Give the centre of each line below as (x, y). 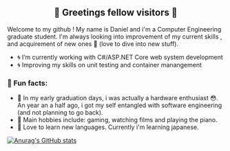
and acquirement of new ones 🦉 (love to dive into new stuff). (93, 44)
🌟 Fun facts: (28, 83)
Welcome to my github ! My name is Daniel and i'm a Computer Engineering (114, 29)
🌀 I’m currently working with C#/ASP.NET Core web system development (120, 57)
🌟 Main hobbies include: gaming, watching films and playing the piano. (117, 120)
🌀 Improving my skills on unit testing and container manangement (109, 65)
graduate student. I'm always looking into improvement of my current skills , (115, 36)
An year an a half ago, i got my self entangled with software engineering (119, 105)
